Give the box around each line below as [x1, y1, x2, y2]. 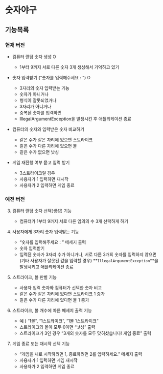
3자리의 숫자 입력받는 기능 [19, 85, 70, 91]
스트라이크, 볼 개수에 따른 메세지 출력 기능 [12, 308, 92, 313]
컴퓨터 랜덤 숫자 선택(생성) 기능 [12, 208, 72, 214]
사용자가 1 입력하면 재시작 [19, 176, 69, 182]
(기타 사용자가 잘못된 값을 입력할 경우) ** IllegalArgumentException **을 [19, 258, 159, 264]
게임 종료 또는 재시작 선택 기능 [12, 341, 70, 347]
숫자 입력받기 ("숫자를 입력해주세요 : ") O [12, 74, 91, 80]
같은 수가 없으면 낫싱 [19, 149, 59, 155]
